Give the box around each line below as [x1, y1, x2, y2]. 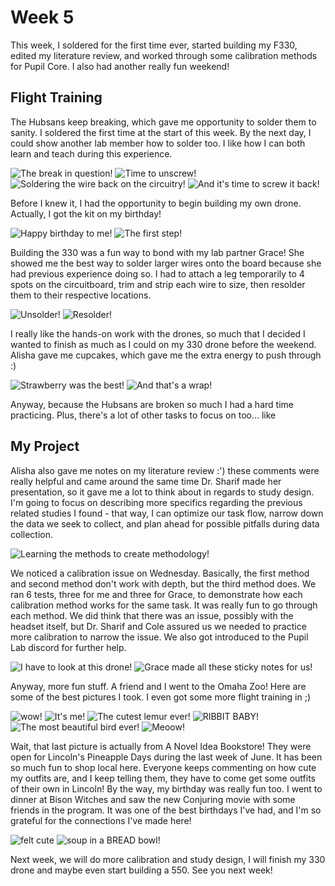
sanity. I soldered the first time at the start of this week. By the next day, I [10, 126, 312, 138]
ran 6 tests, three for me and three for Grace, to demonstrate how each [10, 588, 303, 600]
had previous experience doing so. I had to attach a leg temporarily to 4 [10, 267, 305, 280]
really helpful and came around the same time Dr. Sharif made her [10, 475, 282, 487]
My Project [10, 438, 80, 455]
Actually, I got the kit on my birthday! [10, 207, 162, 220]
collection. [10, 528, 54, 540]
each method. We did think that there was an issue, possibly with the [10, 609, 294, 621]
